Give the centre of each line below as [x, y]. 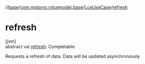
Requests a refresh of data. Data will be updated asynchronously [73, 56]
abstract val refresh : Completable [40, 46]
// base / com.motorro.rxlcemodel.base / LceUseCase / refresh [66, 7]
